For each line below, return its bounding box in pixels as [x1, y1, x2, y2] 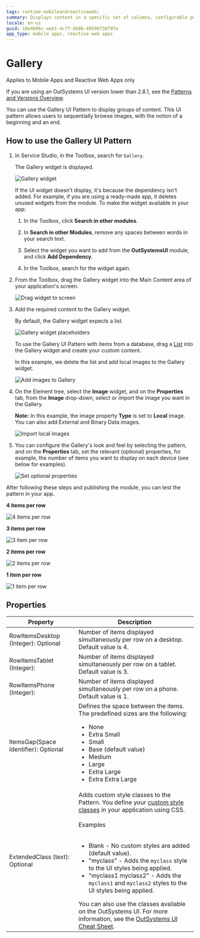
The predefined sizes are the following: [78, 709, 187, 718]
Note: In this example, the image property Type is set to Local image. [14, 412, 186, 419]
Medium [88, 752, 112, 761]
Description [117, 618, 152, 626]
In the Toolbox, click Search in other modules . [23, 217, 138, 224]
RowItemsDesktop [9, 632, 61, 640]
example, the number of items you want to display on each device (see [14, 454, 189, 461]
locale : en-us [6, 20, 42, 26]
